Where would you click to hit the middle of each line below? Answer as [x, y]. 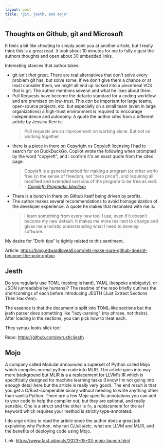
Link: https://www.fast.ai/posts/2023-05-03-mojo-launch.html [68, 440]
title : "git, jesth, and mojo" [37, 14]
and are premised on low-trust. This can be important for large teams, [82, 101]
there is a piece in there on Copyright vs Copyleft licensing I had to [79, 146]
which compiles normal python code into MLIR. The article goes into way [78, 369]
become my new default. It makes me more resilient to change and [91, 221]
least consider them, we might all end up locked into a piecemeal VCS [82, 86]
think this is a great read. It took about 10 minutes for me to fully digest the [80, 51]
